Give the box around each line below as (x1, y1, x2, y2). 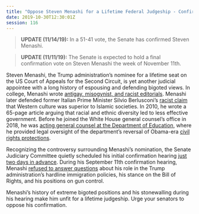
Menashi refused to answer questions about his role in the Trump (6, 165, 165, 172)
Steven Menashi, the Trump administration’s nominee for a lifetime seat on (6, 72, 187, 79)
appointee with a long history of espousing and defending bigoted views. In (6, 84, 191, 91)
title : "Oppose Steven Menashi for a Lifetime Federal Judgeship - (6, 8, 176, 15)
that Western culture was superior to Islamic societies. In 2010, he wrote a (6, 103, 187, 110)
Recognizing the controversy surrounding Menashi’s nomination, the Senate (6, 146, 191, 153)
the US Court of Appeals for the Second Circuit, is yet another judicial (6, 78, 176, 85)
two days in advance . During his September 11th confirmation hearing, (6, 158, 178, 166)
